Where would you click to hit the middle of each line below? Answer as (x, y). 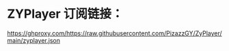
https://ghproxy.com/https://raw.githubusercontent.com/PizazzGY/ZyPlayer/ (114, 33)
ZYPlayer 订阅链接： (65, 14)
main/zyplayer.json (33, 40)
